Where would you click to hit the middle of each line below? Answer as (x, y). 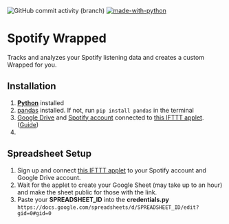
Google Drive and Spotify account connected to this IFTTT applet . (110, 117)
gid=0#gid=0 (34, 213)
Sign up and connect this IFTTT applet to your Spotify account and (111, 170)
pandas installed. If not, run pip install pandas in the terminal (105, 110)
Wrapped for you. (32, 65)
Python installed (40, 102)
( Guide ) (28, 124)
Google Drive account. (49, 177)
